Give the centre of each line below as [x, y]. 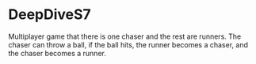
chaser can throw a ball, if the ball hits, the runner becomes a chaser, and [128, 44]
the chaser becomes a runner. [57, 53]
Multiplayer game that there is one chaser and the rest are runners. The [125, 36]
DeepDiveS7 [50, 15]
